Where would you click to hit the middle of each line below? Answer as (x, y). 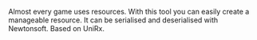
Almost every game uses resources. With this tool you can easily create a (129, 12)
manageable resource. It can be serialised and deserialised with (113, 20)
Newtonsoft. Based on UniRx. (57, 28)
